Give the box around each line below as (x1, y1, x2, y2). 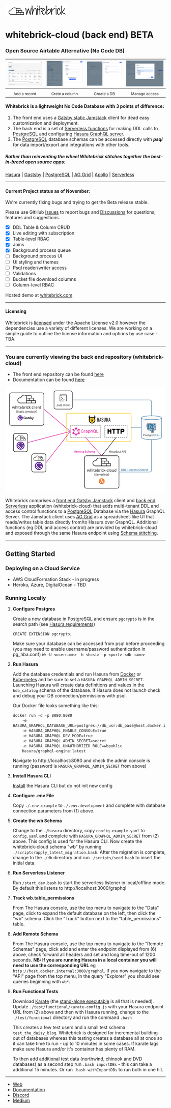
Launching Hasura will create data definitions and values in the (12, 682, 145, 688)
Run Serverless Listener (12, 870, 65, 876)
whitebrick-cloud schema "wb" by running (12, 844, 102, 850)
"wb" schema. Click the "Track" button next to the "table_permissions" (12, 916, 161, 922)
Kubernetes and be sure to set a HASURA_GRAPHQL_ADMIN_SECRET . (12, 677, 144, 683)
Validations (12, 270, 36, 276)
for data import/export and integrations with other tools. (12, 142, 130, 148)
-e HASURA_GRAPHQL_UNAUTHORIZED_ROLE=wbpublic (22, 744, 123, 749)
